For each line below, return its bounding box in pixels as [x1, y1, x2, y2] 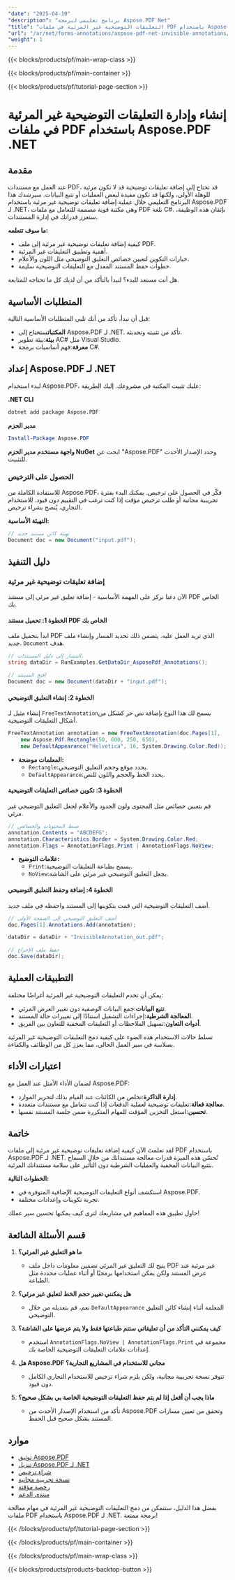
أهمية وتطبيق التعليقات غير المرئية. [17, 247, 108, 256]
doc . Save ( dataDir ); [8, 953, 65, 960]
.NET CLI [8, 395, 34, 403]
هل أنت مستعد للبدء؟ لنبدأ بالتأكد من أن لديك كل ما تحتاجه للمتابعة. [8, 275, 180, 284]
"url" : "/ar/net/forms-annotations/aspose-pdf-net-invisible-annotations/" [8, 29, 233, 37]
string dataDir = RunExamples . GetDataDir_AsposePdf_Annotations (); [8, 659, 209, 666]
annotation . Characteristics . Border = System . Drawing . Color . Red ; [8, 836, 199, 843]
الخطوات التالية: [8, 1175, 50, 1183]
